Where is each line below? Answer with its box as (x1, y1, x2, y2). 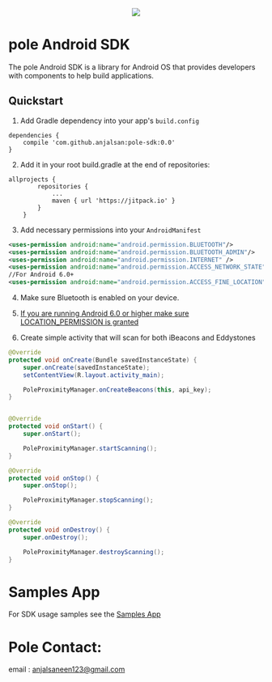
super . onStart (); (23, 430, 82, 438)
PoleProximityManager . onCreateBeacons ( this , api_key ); (23, 385, 212, 394)
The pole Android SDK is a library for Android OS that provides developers (8, 61, 256, 72)
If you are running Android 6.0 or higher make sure (19, 308, 189, 318)
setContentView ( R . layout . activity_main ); (23, 371, 164, 379)
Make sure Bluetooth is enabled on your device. (19, 293, 180, 303)
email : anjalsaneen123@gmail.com (8, 664, 125, 675)
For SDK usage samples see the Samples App (8, 609, 161, 619)
